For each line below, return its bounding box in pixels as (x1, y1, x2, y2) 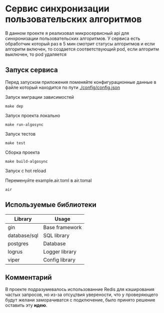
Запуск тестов (5, 131, 36, 137)
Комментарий (5, 273, 52, 282)
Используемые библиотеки (5, 201, 96, 209)
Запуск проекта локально (5, 112, 60, 118)
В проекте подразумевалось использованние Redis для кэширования (5, 287, 155, 293)
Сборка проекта (5, 149, 40, 155)
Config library (43, 256, 76, 263)
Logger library (43, 248, 76, 255)
